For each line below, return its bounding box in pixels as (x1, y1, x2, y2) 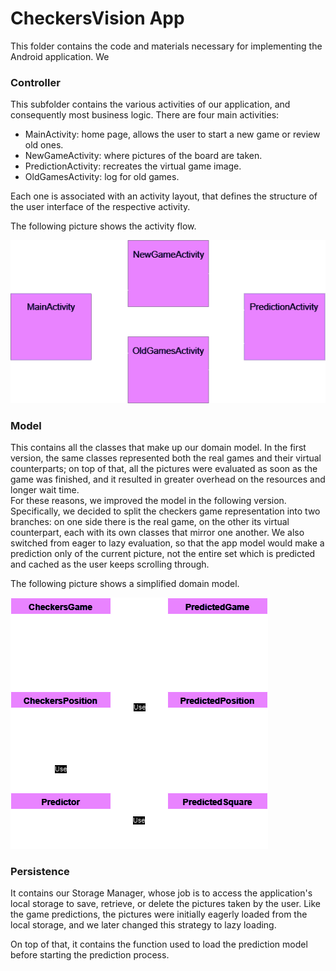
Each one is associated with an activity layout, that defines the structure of (10, 190, 318, 202)
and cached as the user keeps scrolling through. (10, 558, 210, 571)
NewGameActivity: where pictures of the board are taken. (24, 150, 263, 162)
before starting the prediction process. (10, 949, 170, 961)
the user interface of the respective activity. (10, 201, 191, 213)
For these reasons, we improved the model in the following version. (10, 495, 287, 507)
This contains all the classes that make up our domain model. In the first (10, 442, 307, 454)
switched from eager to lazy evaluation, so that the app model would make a (10, 537, 325, 549)
